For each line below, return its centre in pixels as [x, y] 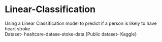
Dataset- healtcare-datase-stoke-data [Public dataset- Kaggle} [71, 34]
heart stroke [18, 28]
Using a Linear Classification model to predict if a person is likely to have [81, 23]
